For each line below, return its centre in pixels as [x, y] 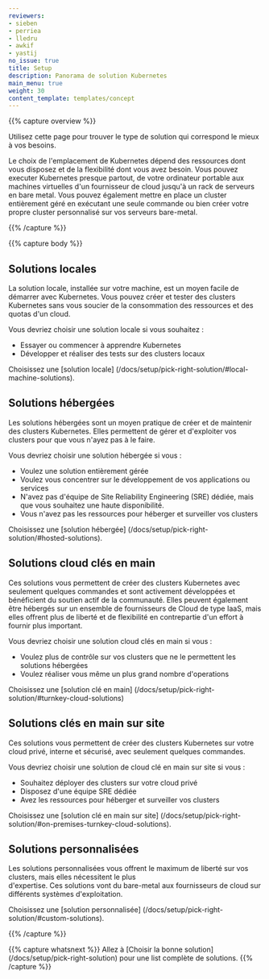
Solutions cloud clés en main [82, 564]
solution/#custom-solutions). [56, 919]
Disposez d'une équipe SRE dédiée [78, 791]
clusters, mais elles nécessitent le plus [72, 877]
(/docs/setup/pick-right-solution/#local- [182, 369]
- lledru [23, 38]
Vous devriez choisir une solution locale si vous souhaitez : [106, 330]
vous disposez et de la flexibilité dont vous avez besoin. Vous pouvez [124, 169]
